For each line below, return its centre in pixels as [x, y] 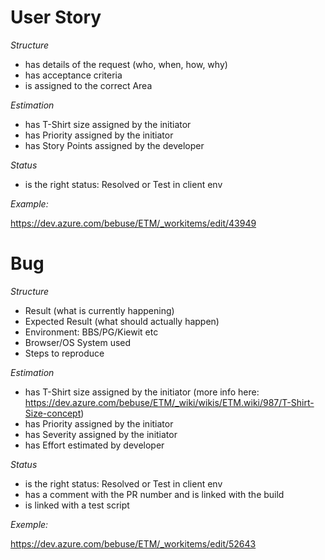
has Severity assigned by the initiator [101, 434]
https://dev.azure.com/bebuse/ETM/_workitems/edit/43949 [133, 223]
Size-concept [53, 413]
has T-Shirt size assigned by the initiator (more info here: [142, 392]
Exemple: [29, 524]
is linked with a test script [77, 505]
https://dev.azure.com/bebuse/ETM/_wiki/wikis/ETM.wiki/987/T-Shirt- [169, 402]
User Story [56, 17]
